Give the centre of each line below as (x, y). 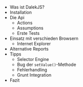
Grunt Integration (34, 75)
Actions (25, 23)
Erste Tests (28, 33)
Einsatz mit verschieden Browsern (44, 38)
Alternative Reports (29, 49)
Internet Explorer (34, 43)
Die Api (17, 17)
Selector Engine (33, 59)
